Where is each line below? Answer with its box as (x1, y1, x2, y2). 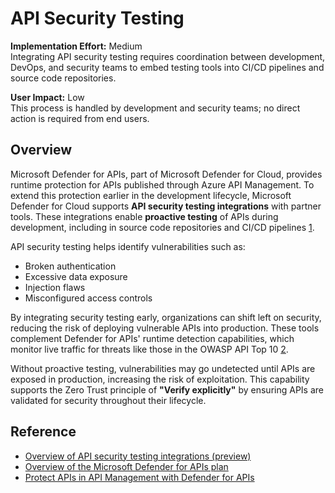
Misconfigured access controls (24, 292, 153, 304)
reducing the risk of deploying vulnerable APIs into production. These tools (10, 322, 320, 334)
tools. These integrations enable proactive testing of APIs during (10, 210, 279, 222)
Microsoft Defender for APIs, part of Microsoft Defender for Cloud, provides (10, 168, 323, 180)
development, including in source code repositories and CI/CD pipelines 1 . (10, 221, 315, 233)
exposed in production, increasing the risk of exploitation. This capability (10, 373, 310, 385)
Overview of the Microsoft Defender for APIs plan (24, 460, 229, 472)
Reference (10, 423, 77, 441)
